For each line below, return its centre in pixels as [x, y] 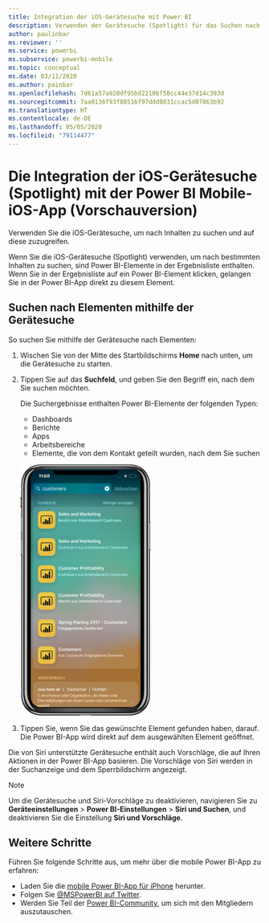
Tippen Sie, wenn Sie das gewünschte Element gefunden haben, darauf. [139, 728]
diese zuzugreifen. [39, 241]
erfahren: [24, 871]
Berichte [46, 427]
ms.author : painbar [41, 84]
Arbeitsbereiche [59, 444]
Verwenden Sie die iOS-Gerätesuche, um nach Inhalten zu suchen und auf [131, 232]
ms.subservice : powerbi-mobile [61, 59]
